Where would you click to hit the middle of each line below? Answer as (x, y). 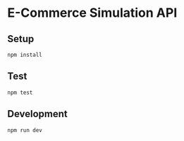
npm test (20, 93)
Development (38, 114)
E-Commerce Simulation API (92, 13)
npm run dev (25, 130)
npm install (25, 55)
